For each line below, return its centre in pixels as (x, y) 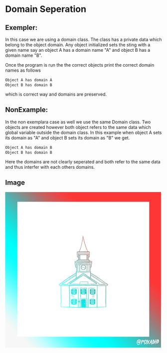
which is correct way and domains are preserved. (56, 94)
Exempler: (21, 28)
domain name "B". (24, 55)
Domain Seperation (46, 9)
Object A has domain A (29, 80)
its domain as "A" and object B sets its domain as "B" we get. (68, 137)
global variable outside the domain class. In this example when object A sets (83, 132)
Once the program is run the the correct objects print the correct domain (80, 65)
